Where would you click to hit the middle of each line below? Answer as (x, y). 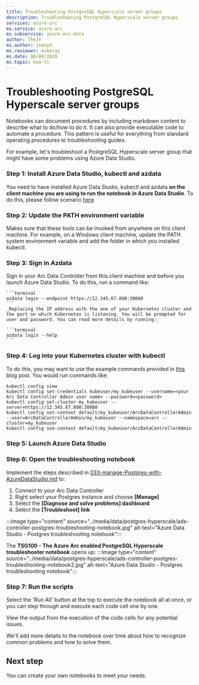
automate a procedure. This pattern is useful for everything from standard (97, 134)
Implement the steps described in (48, 472)
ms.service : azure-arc (34, 29)
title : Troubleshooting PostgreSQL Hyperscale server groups (84, 12)
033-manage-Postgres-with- (126, 472)
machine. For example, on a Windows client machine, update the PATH (94, 235)
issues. (15, 624)
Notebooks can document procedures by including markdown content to (96, 121)
